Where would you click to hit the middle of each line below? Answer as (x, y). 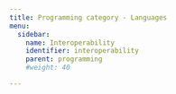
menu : (19, 26)
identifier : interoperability (83, 51)
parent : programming (64, 59)
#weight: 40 (48, 68)
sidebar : (34, 34)
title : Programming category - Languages (88, 17)
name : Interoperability (70, 43)
